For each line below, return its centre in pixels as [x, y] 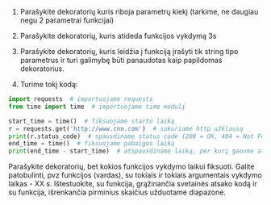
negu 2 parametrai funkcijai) [67, 20]
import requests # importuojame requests [81, 99]
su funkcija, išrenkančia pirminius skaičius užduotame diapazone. [117, 192]
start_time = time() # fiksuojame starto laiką [92, 121]
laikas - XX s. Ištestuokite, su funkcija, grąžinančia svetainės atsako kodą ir [133, 184]
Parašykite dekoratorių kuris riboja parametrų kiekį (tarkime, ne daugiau [139, 12]
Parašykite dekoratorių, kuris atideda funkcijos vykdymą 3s [118, 36]
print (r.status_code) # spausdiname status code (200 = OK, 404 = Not [131, 136]
